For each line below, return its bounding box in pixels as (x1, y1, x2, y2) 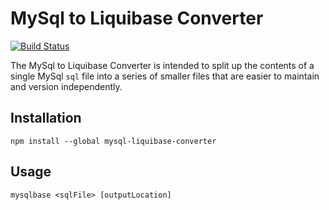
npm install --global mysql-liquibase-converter (10, 136, 217, 146)
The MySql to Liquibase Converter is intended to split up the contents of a (10, 59, 315, 71)
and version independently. (10, 80, 123, 92)
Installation (10, 110, 82, 127)
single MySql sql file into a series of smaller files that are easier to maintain (10, 70, 320, 82)
